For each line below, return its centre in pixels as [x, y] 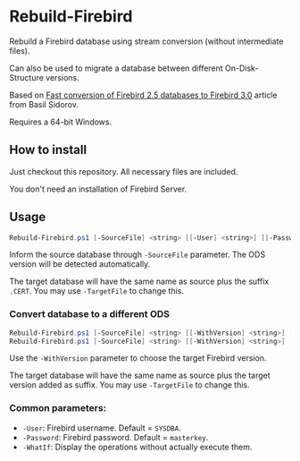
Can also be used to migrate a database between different [116, 68]
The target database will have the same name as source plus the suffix [139, 282]
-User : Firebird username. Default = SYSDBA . [101, 428]
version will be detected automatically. [80, 264]
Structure [27, 77]
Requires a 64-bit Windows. [61, 122]
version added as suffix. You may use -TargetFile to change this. [129, 385]
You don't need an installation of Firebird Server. [98, 189]
